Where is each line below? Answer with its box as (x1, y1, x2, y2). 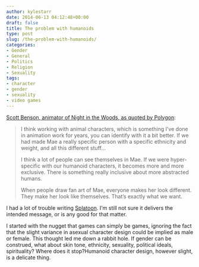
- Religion (6, 64, 33, 70)
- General (6, 53, 31, 59)
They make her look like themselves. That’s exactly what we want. (20, 193, 182, 200)
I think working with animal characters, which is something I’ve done (20, 125, 188, 132)
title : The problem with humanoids (6, 25, 94, 32)
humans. (20, 175, 43, 182)
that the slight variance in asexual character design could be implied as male (6, 228, 194, 235)
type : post (6, 31, 33, 37)
